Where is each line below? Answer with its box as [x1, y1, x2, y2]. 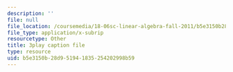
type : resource [7, 49, 51, 56]
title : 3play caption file [7, 42, 85, 49]
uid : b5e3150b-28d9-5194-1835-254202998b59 [7, 55, 135, 62]
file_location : [7, 23, 51, 29]
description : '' [7, 10, 54, 17]
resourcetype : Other [7, 36, 67, 43]
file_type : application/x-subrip [7, 29, 104, 36]
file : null [7, 16, 39, 23]
